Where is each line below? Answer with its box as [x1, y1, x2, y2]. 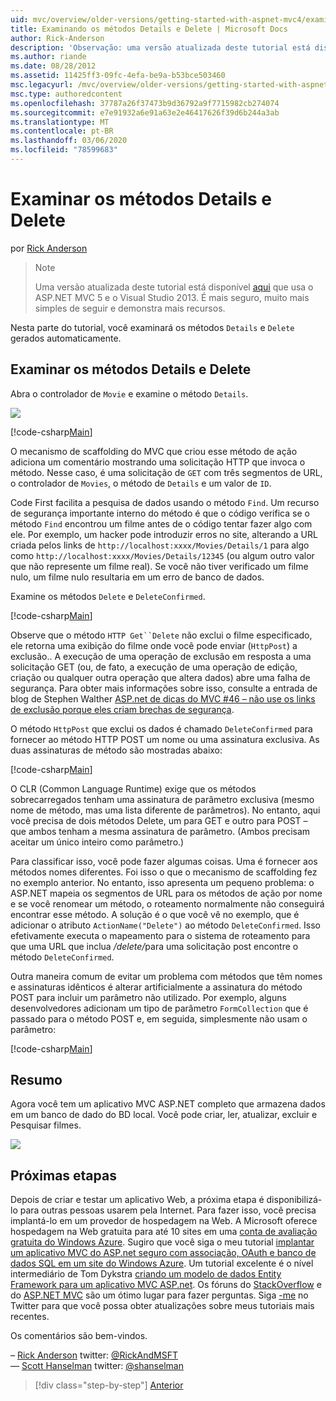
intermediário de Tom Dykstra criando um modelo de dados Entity [10, 1268, 282, 1280]
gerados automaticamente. [10, 332, 122, 344]
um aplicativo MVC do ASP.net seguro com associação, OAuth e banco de [10, 1247, 317, 1259]
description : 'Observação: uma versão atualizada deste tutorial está [10, 42, 311, 53]
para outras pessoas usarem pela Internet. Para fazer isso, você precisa [19, 1204, 317, 1216]
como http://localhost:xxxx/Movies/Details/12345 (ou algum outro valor [10, 549, 315, 561]
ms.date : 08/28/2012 [10, 61, 97, 71]
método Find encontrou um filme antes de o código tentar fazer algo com [10, 517, 313, 530]
